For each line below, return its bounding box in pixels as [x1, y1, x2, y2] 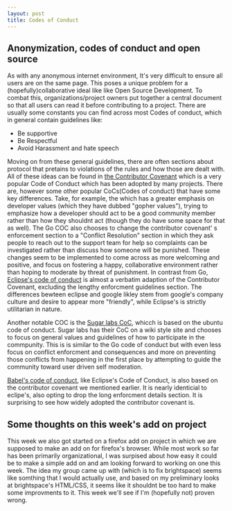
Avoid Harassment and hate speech [17, 144, 119, 153]
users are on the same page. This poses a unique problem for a [7, 79, 188, 87]
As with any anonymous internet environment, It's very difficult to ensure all [7, 72, 223, 80]
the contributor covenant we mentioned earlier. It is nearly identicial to [7, 383, 208, 392]
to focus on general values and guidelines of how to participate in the [7, 333, 206, 342]
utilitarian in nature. [7, 305, 62, 313]
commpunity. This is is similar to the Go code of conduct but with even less [7, 341, 222, 349]
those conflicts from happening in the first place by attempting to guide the [7, 355, 222, 364]
